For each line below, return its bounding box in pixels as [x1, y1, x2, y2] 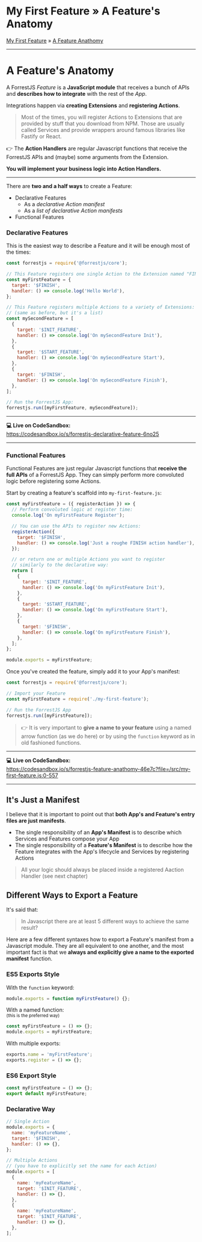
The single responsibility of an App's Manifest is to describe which [14, 829, 182, 836]
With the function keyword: [6, 984, 75, 991]
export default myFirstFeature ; [6, 1091, 87, 1097]
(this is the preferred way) [6, 1013, 60, 1019]
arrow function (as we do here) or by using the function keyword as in [20, 733, 195, 740]
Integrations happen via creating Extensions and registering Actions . [6, 101, 180, 109]
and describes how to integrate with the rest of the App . [6, 90, 147, 97]
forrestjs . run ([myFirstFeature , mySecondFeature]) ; [6, 405, 138, 411]
